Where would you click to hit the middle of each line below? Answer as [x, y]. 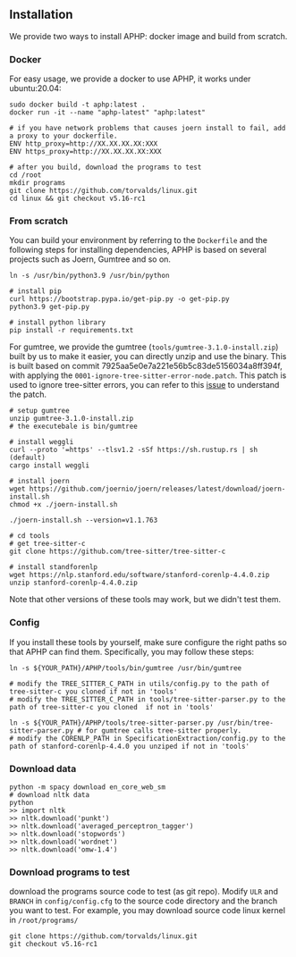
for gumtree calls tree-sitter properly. [164, 730]
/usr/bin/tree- [246, 723]
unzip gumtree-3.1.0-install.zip [72, 419]
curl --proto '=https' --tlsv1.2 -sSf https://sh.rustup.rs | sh [133, 450]
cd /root [25, 175]
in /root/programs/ [44, 920]
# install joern [39, 482]
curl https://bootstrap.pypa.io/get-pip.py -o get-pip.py [119, 299]
